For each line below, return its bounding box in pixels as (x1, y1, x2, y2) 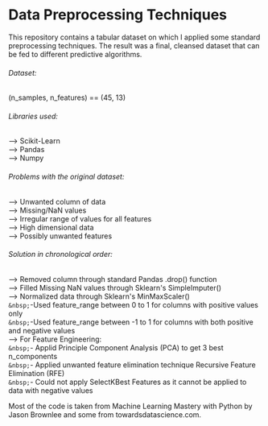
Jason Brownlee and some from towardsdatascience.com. (8, 409, 202, 420)
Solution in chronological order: (8, 250, 113, 259)
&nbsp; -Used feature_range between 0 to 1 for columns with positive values (8, 300, 259, 309)
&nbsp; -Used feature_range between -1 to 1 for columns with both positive (8, 316, 254, 327)
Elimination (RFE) (8, 368, 65, 378)
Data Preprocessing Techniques (8, 6, 228, 24)
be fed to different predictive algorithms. (8, 49, 142, 59)
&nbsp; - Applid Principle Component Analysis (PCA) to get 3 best (8, 342, 224, 352)
